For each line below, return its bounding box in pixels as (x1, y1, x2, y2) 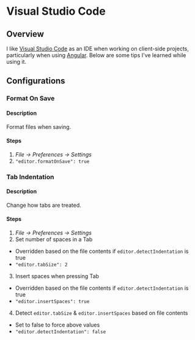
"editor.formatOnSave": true (15, 158, 90, 164)
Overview (6, 29, 45, 39)
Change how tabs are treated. (6, 201, 81, 209)
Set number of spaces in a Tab (15, 236, 93, 243)
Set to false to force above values (15, 321, 100, 329)
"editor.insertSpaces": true (15, 299, 90, 305)
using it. (6, 58, 26, 65)
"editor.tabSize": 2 (15, 262, 68, 268)
